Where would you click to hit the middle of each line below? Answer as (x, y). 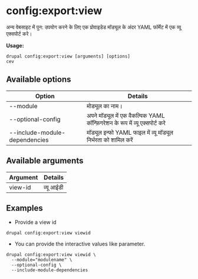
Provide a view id (36, 222)
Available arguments (45, 161)
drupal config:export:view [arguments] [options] (68, 56)
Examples (24, 208)
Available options (39, 80)
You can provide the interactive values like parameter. (80, 244)
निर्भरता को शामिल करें (110, 139)
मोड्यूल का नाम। (104, 106)
